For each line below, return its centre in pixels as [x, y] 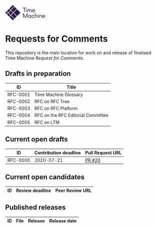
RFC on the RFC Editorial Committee [71, 115]
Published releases [36, 207]
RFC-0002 [19, 101]
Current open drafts [37, 139]
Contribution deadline [58, 153]
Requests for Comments [57, 39]
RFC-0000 [19, 160]
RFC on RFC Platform [56, 108]
